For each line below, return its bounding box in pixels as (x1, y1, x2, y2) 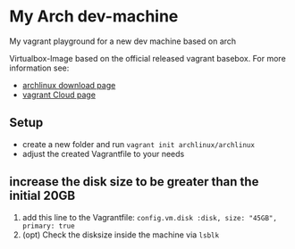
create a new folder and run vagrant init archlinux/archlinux (21, 138, 255, 149)
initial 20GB (9, 188, 76, 203)
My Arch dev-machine (9, 6, 179, 27)
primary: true (21, 221, 75, 230)
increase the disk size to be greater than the (9, 174, 259, 189)
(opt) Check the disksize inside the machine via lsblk (21, 229, 220, 240)
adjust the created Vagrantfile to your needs (21, 148, 185, 159)
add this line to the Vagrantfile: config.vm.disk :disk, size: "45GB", (21, 212, 277, 222)
